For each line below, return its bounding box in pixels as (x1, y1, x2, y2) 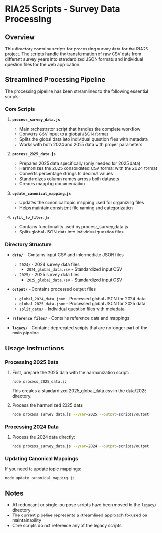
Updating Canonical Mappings (5, 455, 79, 462)
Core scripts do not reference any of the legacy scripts (12, 523, 122, 528)
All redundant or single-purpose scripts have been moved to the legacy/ (12, 502, 157, 508)
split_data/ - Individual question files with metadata (19, 306, 125, 312)
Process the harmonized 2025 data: (12, 402, 84, 408)
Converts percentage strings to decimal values (19, 171, 113, 177)
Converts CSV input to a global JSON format (19, 131, 108, 137)
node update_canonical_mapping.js (5, 476, 75, 481)
